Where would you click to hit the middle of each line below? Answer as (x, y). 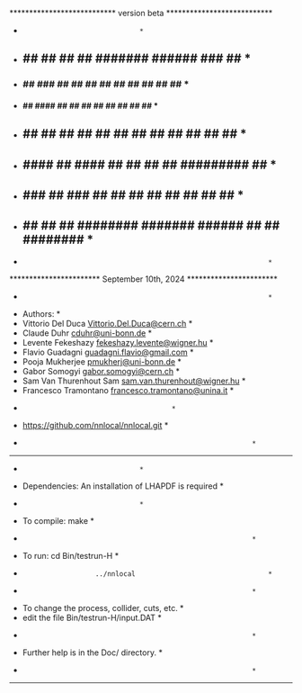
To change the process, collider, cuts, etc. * (103, 607)
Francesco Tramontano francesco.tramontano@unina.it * (128, 390)
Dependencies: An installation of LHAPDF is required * (123, 486)
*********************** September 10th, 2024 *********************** (144, 279)
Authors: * (41, 313)
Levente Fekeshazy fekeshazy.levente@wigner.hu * (118, 342)
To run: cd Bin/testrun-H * (71, 555)
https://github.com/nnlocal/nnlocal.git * (95, 425)
